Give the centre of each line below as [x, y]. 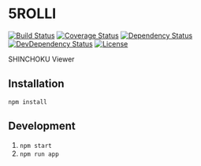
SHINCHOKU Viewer [41, 59]
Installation [36, 84]
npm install [28, 102]
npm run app [39, 154]
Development [42, 126]
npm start [36, 146]
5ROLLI [32, 14]
